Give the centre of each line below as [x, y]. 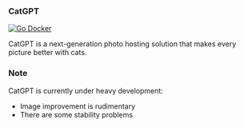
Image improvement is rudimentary [78, 106]
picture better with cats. [48, 53]
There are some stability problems [76, 114]
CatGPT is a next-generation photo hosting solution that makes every [122, 44]
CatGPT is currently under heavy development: [86, 90]
